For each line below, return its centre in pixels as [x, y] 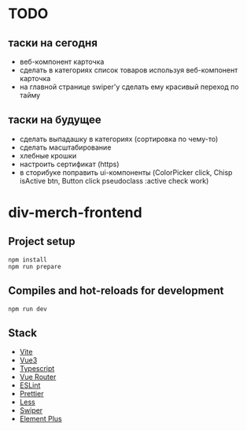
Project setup [42, 242]
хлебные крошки [48, 155]
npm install [28, 260]
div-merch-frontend [76, 213]
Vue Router [38, 377]
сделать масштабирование [65, 147]
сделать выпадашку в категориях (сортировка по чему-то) [119, 139]
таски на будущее [55, 120]
